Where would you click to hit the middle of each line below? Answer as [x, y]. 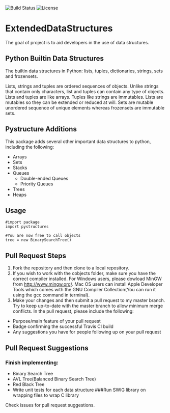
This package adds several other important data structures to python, [78, 141]
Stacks [20, 168]
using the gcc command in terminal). [51, 295]
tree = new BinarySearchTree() [38, 240]
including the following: [30, 147]
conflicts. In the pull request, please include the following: [73, 311]
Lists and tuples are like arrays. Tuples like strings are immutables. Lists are [84, 97]
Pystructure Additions [41, 129]
